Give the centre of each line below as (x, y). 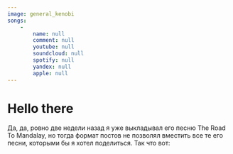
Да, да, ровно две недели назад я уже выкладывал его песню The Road (116, 128)
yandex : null (52, 67)
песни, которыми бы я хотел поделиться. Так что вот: (89, 143)
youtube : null (54, 47)
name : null (49, 34)
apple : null (51, 73)
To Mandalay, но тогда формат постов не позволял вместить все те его (115, 136)
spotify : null (54, 60)
